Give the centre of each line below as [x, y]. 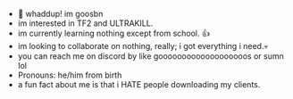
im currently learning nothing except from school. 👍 [113, 33]
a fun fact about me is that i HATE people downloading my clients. [139, 84]
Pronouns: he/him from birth [70, 75]
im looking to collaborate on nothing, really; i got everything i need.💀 [143, 46]
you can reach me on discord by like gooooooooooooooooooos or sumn [151, 56]
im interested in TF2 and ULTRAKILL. [85, 23]
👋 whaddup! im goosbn [60, 14]
